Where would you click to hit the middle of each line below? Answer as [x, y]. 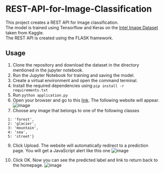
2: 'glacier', [22, 123]
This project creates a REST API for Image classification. [62, 22]
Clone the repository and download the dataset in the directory [76, 65]
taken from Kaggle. [25, 33]
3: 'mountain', [23, 128]
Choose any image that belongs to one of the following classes [76, 110]
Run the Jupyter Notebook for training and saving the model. [73, 75]
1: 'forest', [21, 119]
